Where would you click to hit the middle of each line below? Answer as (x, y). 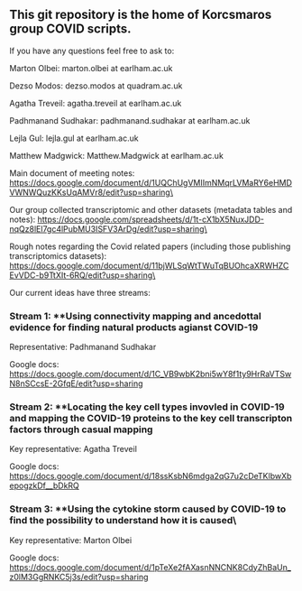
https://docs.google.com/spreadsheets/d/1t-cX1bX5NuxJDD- (151, 219)
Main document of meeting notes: (72, 173)
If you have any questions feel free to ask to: (92, 51)
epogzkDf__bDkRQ (44, 485)
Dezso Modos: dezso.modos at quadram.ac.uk (96, 86)
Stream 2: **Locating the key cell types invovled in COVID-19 (147, 407)
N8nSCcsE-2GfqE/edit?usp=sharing (76, 383)
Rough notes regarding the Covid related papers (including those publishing (150, 246)
